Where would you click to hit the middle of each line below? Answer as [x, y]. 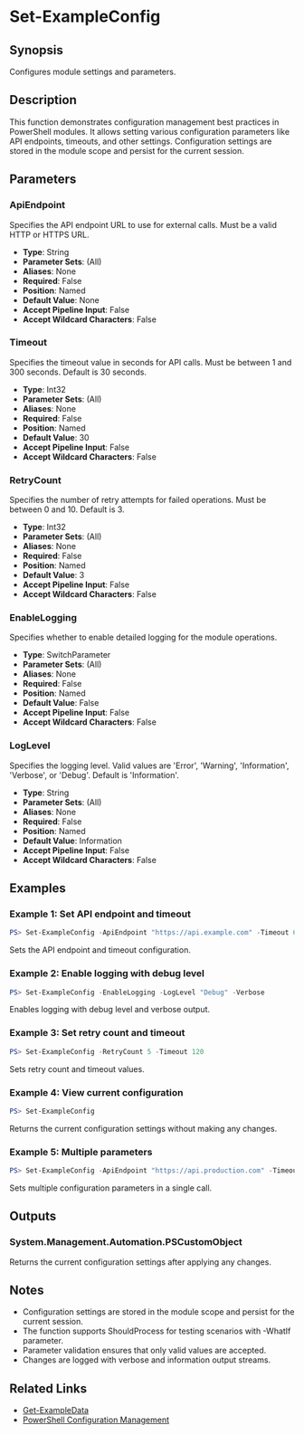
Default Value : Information [72, 840]
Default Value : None [61, 299]
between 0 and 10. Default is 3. [67, 509]
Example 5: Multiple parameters [81, 1152]
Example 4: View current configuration [96, 1092]
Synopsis [36, 50]
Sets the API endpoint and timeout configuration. [100, 950]
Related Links [48, 1388]
